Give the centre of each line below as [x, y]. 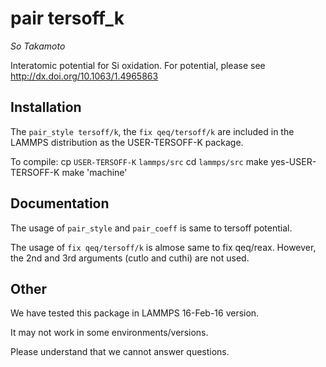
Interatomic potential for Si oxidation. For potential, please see [138, 65]
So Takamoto [38, 46]
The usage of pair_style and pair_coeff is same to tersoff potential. [151, 228]
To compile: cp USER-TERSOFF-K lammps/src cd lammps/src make [139, 161]
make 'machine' [94, 172]
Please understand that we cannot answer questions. [120, 352]
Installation [46, 107]
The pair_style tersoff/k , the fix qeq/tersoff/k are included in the [152, 131]
